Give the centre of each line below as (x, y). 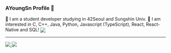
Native (12, 30)
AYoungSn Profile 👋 (30, 8)
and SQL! (30, 30)
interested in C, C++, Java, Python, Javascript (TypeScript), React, (75, 24)
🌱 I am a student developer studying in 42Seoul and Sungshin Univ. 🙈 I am (83, 19)
